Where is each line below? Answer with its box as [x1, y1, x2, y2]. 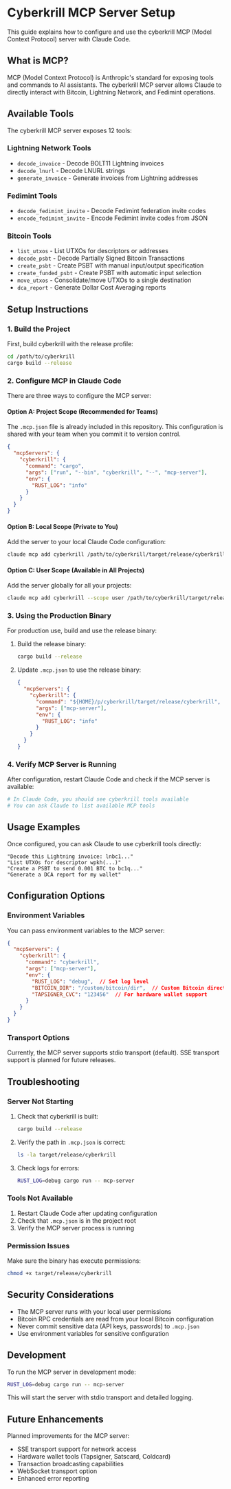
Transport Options [7, 1032, 70, 1042]
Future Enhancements [7, 1413, 104, 1425]
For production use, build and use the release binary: [7, 626, 157, 635]
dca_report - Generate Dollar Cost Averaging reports [16, 283, 166, 292]
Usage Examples [7, 821, 80, 833]
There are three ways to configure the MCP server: [7, 392, 151, 400]
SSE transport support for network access [16, 1445, 137, 1453]
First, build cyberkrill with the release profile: [7, 340, 134, 348]
